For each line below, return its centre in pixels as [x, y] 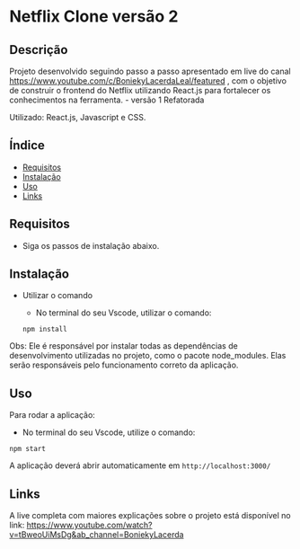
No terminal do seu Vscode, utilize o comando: [109, 432]
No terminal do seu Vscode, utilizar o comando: [124, 313]
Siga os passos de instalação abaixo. [91, 245]
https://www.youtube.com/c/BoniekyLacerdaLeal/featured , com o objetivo [148, 81]
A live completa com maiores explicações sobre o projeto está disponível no [150, 516]
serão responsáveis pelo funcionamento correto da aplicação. [124, 365]
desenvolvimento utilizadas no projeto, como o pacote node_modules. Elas [148, 356]
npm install [44, 330]
